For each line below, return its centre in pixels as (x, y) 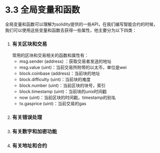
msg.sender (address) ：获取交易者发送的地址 (65, 61)
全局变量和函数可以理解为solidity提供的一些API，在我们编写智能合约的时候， (81, 24)
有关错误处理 (27, 117)
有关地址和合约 (30, 146)
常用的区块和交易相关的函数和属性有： (50, 56)
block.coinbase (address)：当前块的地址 (60, 73)
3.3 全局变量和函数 (42, 10)
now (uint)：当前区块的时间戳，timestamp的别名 (68, 97)
